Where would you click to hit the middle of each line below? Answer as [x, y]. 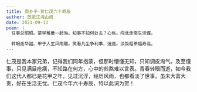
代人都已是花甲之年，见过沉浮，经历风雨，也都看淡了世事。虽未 [93, 76]
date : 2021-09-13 [27, 22]
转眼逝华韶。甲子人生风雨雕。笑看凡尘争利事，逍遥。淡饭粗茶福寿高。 [83, 44]
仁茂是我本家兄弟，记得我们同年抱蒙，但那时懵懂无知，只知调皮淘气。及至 [96, 61]
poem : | [16, 28]
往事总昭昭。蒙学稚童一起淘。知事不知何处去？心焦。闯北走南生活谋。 [83, 33]
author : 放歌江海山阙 [30, 17]
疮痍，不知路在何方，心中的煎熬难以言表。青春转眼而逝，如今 [111, 69]
